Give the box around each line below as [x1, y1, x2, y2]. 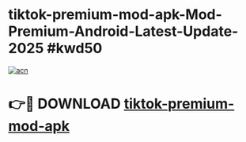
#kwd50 [47, 40, 103, 57]
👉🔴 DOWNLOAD [8, 95, 121, 113]
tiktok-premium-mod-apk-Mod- [8, 6, 223, 24]
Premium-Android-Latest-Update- [8, 22, 239, 40]
